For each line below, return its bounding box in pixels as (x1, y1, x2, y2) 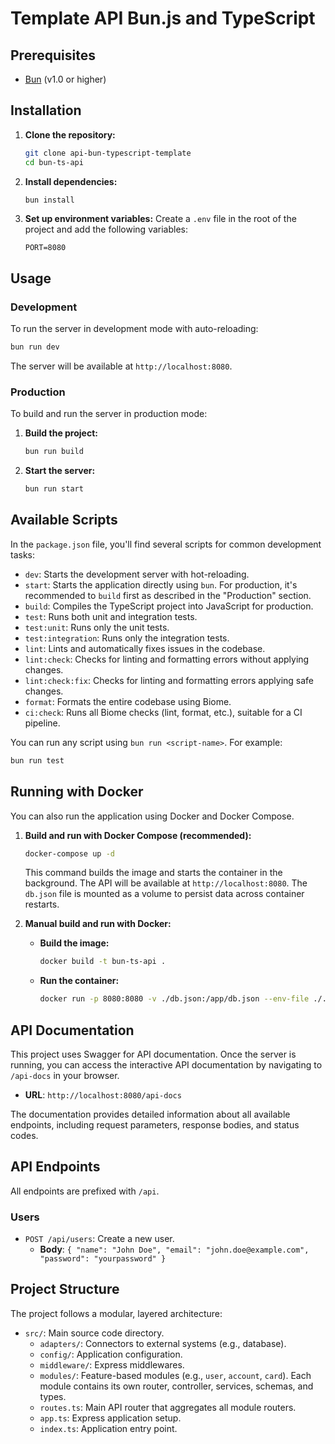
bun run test (10, 755, 65, 766)
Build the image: (39, 937, 110, 949)
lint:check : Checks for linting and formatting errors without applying (24, 653, 310, 665)
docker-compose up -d (24, 848, 115, 859)
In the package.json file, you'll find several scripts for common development (10, 538, 322, 550)
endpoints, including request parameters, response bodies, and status (10, 1118, 300, 1131)
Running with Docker (10, 783, 144, 801)
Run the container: (39, 975, 120, 987)
